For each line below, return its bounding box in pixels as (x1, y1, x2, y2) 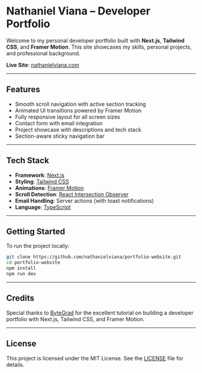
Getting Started (6, 226, 66, 236)
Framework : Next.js (14, 171, 65, 179)
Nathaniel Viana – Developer (6, 4, 151, 18)
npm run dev (6, 271, 36, 277)
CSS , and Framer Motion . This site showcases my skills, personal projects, (6, 43, 192, 51)
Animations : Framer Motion (14, 184, 84, 191)
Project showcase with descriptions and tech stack (14, 126, 141, 133)
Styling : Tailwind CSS (14, 177, 69, 185)
